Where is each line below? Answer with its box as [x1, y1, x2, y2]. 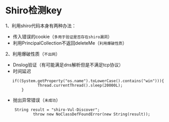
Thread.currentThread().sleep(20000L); [37, 83, 123, 88]
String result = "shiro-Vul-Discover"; [14, 107, 100, 112]
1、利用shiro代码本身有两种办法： [5, 23, 77, 29]
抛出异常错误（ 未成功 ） [12, 97, 61, 103]
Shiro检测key [5, 5, 62, 16]
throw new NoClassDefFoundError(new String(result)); [32, 111, 151, 117]
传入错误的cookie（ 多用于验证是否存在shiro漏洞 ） [12, 33, 112, 39]
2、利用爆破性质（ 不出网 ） [5, 51, 61, 57]
